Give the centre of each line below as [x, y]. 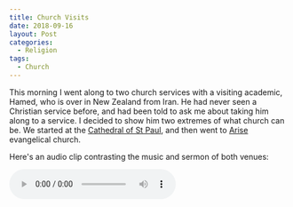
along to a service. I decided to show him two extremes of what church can [147, 120]
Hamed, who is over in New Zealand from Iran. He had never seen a [133, 101]
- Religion [37, 51]
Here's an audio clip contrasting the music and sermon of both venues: [139, 156]
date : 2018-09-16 [41, 26]
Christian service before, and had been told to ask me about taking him [139, 111]
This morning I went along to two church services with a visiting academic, [146, 92]
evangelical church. [45, 139]
